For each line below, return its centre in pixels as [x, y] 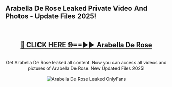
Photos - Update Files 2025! [51, 17]
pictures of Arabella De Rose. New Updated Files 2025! [86, 68]
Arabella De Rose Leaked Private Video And [77, 8]
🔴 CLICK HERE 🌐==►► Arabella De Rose [86, 45]
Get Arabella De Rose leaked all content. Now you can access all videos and [86, 62]
